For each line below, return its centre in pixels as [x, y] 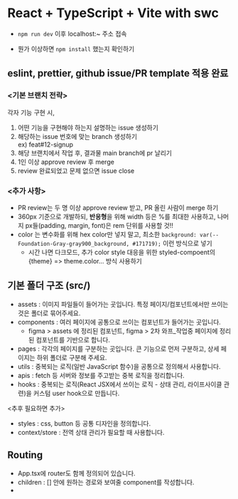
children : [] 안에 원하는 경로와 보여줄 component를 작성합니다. [106, 482]
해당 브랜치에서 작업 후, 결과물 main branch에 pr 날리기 [95, 153]
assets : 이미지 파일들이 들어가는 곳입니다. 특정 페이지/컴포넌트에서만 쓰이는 [123, 304]
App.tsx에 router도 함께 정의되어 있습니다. [77, 473]
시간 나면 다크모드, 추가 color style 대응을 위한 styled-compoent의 [121, 252]
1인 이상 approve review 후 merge [66, 162]
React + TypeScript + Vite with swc [113, 13]
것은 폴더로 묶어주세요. [49, 313]
